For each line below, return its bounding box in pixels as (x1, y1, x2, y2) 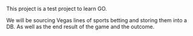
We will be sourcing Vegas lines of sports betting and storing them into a (6, 17, 188, 23)
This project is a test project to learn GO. (6, 5, 107, 12)
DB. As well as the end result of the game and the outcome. (6, 23, 155, 30)
